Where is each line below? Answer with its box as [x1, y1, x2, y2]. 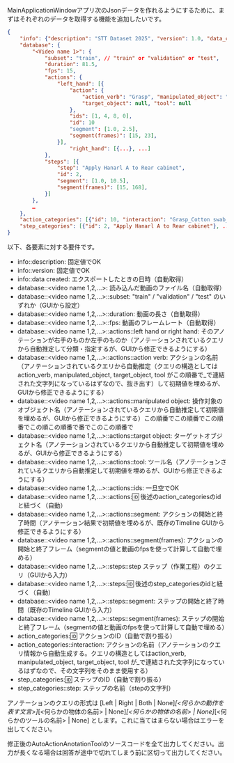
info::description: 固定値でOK [17, 258, 101, 266]
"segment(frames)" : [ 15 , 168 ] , [56, 184, 148, 191]
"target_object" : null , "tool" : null [81, 100, 192, 107]
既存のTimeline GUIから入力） [29, 606, 116, 614]
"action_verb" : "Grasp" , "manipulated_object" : [81, 93, 223, 100]
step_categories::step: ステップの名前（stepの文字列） [17, 684, 175, 692]
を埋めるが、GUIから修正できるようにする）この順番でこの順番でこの [17, 414, 217, 423]
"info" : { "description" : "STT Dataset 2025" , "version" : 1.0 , [19, 35, 204, 42]
